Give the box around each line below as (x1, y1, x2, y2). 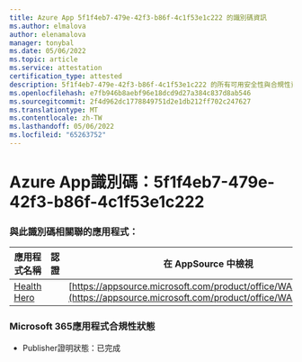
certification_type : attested (9, 72, 123, 81)
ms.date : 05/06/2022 (9, 47, 87, 56)
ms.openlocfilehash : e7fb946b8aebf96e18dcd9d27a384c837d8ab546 (9, 88, 252, 97)
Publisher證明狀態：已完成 (22, 342, 121, 353)
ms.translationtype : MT (9, 105, 99, 114)
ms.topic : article (9, 55, 78, 64)
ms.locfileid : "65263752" (9, 131, 106, 140)
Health (13, 280, 42, 293)
